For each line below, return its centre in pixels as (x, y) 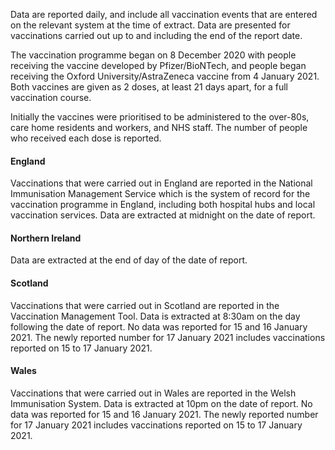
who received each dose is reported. (86, 138)
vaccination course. (51, 97)
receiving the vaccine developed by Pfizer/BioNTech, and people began (158, 65)
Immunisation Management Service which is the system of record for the (160, 194)
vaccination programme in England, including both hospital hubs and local (163, 205)
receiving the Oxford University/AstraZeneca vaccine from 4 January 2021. (165, 76)
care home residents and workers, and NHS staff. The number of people (159, 127)
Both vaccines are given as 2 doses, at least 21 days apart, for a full (149, 87)
